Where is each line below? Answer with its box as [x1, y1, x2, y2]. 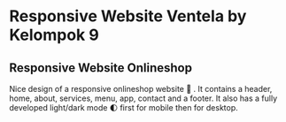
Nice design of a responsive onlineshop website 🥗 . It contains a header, [9, 84, 273, 94]
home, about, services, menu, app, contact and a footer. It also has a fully [9, 93, 278, 103]
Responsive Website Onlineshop [9, 60, 193, 75]
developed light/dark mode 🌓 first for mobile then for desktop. [9, 103, 239, 112]
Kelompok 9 [9, 25, 99, 45]
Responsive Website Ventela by [9, 6, 247, 27]
